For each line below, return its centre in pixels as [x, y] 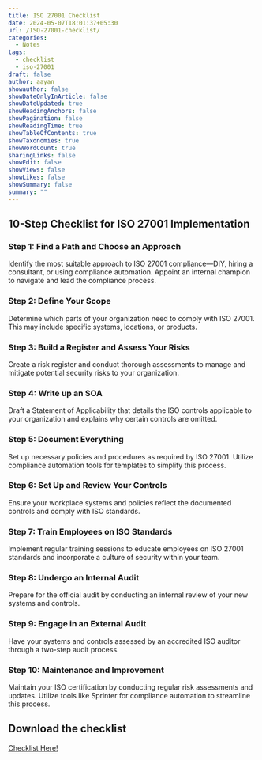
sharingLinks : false [42, 155]
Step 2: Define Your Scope [60, 301]
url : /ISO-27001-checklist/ [54, 30]
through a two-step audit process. [64, 649]
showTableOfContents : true [52, 133]
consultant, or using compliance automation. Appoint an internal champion [129, 272]
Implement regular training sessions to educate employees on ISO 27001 [126, 549]
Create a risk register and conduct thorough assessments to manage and [127, 364]
